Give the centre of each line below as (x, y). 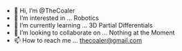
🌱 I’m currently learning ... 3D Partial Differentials (83, 25)
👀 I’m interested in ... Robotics (56, 18)
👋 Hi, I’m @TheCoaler (44, 11)
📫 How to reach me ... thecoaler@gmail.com (78, 40)
